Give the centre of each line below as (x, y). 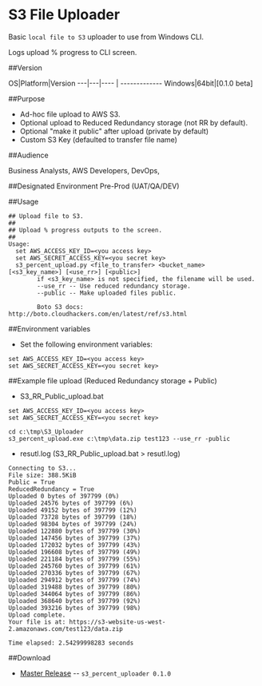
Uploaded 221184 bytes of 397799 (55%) (75, 559)
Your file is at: (37, 622)
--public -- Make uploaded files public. (107, 293)
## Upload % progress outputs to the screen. (85, 230)
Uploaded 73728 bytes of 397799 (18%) (73, 517)
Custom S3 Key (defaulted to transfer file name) (99, 139)
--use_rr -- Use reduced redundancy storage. (114, 286)
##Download (30, 657)
